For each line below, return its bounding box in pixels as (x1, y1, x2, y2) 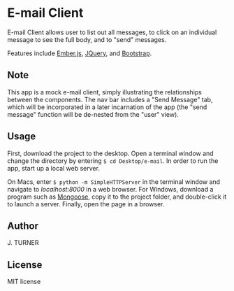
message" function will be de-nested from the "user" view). (7, 110, 180, 118)
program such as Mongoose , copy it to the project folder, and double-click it (7, 192, 227, 201)
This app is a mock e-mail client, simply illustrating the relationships (7, 87, 203, 96)
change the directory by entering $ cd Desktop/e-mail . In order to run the (7, 156, 219, 165)
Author (7, 220, 38, 232)
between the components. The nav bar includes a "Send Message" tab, (7, 95, 213, 104)
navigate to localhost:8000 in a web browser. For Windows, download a (7, 185, 214, 193)
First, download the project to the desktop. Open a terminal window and (7, 149, 214, 157)
